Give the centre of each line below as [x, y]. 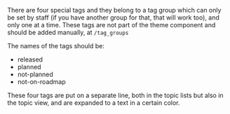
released [30, 59]
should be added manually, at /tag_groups [68, 32]
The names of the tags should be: [56, 46]
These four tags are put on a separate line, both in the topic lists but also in [115, 95]
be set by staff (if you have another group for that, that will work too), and [113, 17]
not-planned [35, 74]
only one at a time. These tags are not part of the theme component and [111, 25]
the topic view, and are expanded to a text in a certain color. [94, 103]
